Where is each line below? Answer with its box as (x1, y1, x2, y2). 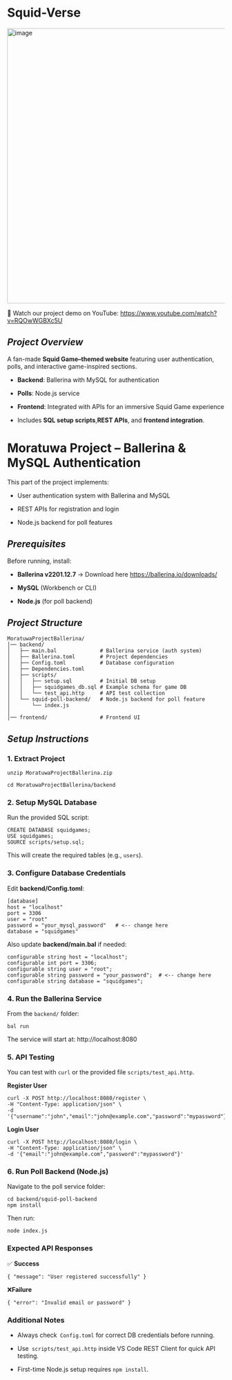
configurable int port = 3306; (7, 959, 97, 966)
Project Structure (7, 617, 83, 629)
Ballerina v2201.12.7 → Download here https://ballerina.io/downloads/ (17, 570, 217, 578)
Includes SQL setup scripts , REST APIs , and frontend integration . (17, 416, 205, 424)
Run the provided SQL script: (7, 813, 90, 822)
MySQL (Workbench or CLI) (17, 584, 97, 592)
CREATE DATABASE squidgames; (7, 827, 91, 834)
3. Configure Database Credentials (7, 868, 126, 878)
